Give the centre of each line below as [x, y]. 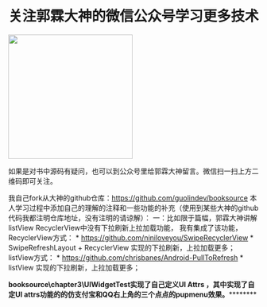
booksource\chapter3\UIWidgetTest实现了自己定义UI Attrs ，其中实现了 [128, 284]
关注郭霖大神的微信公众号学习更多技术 [134, 16]
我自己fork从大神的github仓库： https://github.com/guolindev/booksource [128, 198]
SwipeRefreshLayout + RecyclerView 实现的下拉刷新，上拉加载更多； [122, 247]
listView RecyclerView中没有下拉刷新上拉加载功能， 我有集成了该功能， [125, 227]
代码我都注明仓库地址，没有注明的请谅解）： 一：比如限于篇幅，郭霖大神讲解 [133, 218]
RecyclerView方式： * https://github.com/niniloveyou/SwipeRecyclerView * [131, 237]
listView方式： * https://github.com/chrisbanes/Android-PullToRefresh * [126, 257]
